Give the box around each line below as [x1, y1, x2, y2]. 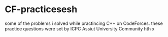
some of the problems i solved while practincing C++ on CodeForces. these [5, 20, 163, 26]
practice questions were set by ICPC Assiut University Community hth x [5, 25, 155, 31]
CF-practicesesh [5, 4, 78, 15]
